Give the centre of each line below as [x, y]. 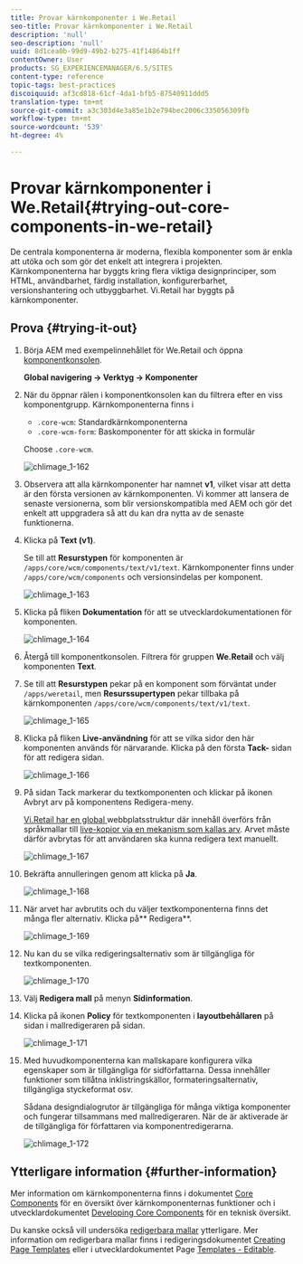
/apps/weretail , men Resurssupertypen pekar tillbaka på [131, 693]
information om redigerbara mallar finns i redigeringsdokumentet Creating [148, 1240]
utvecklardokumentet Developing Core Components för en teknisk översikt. [151, 1212]
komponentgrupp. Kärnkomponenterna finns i [108, 404]
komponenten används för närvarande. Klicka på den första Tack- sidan [157, 747]
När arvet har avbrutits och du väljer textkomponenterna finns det [146, 908]
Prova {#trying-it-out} [74, 328]
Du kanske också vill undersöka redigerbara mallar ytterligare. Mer [134, 1231]
